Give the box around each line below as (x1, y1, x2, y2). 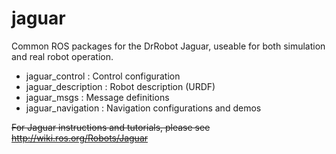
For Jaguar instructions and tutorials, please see (11, 121, 211, 133)
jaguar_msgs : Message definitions (25, 91, 170, 103)
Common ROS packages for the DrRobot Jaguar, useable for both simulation (11, 40, 326, 52)
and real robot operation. (11, 50, 114, 62)
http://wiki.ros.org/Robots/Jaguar (11, 132, 149, 144)
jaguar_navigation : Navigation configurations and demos (25, 102, 262, 114)
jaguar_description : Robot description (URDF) (25, 80, 216, 92)
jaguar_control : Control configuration (25, 70, 181, 82)
